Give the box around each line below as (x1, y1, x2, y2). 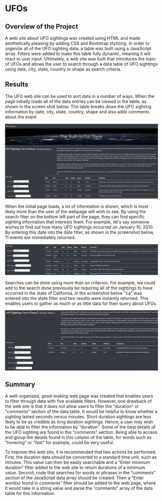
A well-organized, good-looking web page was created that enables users (5, 393, 153, 399)
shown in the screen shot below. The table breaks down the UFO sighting (5, 103, 152, 110)
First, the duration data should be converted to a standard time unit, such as (5, 454, 157, 460)
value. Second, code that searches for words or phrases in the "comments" (5, 470, 156, 476)
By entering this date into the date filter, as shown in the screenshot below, (5, 229, 154, 235)
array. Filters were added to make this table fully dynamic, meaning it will (5, 51, 151, 56)
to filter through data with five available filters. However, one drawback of (5, 398, 152, 404)
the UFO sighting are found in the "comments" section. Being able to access (5, 429, 158, 435)
